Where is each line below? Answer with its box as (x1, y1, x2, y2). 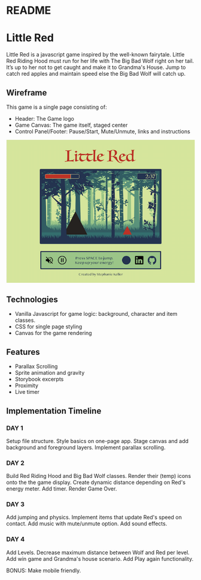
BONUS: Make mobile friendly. (6, 567, 81, 574)
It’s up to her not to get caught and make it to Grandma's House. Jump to (6, 64, 187, 71)
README (6, 4, 51, 17)
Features (6, 346, 40, 357)
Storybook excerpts (14, 376, 64, 383)
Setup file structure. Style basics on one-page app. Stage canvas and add (6, 437, 189, 444)
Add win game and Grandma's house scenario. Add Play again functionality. (6, 555, 194, 562)
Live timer (14, 388, 40, 396)
